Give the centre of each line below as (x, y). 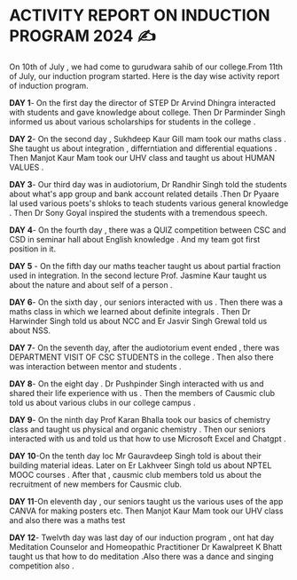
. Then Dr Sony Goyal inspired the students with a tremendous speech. (138, 212)
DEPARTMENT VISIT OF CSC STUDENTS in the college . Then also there (141, 357)
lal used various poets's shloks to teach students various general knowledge (149, 203)
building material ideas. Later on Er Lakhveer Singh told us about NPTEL (141, 465)
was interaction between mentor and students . (95, 366)
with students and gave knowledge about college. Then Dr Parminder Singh (147, 112)
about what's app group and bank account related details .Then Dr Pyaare (144, 194)
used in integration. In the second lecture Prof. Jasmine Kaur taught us (138, 275)
